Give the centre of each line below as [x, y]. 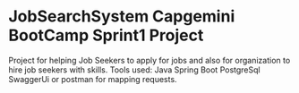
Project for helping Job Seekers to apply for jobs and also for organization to [149, 60]
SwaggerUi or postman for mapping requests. [93, 79]
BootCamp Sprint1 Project [106, 35]
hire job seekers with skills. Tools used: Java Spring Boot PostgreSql [134, 70]
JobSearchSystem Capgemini [122, 17]
